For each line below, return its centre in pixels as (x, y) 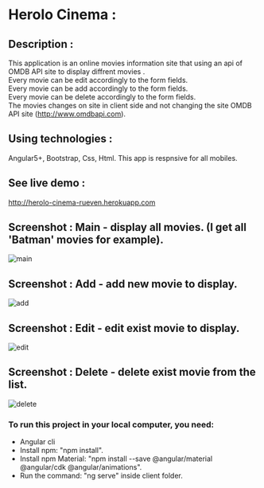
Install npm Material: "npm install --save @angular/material (116, 459)
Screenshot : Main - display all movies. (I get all (127, 227)
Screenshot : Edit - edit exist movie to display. (124, 328)
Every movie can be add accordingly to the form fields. (98, 88)
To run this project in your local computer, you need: (111, 424)
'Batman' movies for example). (86, 240)
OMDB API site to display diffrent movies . (77, 72)
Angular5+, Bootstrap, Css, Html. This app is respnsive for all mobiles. (123, 158)
